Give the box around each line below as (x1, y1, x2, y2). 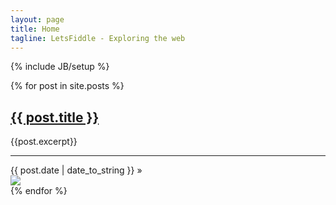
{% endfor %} (10, 185, 68, 197)
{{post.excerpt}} (10, 136, 78, 148)
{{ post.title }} (10, 109, 100, 126)
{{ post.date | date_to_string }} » (10, 164, 143, 176)
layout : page (10, 14, 65, 25)
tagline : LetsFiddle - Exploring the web (10, 33, 186, 43)
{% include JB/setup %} (10, 61, 110, 73)
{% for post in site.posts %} (10, 80, 125, 92)
